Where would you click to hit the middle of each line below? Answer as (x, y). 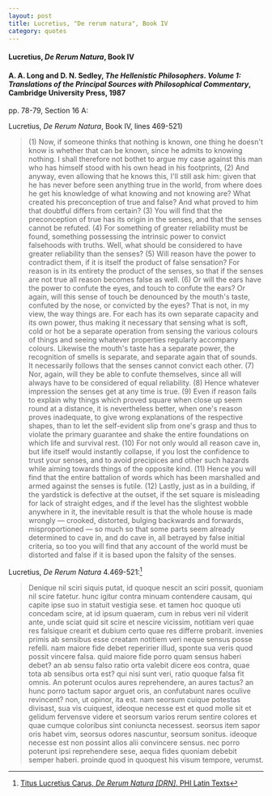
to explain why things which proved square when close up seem (135, 400)
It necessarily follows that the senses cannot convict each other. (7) (141, 366)
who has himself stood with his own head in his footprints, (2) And (138, 168)
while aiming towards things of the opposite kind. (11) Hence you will (142, 469)
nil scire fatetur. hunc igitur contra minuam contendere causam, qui (140, 596)
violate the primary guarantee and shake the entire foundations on (138, 435)
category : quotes (38, 31)
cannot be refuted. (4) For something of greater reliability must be (138, 228)
